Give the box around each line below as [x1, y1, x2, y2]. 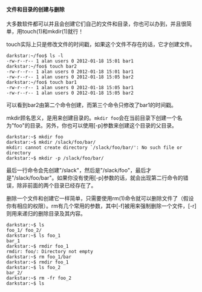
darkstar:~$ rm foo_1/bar [6, 254, 71, 260]
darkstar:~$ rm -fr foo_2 [6, 275, 71, 282]
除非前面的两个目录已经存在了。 [16, 182, 97, 189]
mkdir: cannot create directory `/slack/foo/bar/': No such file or [6, 144, 183, 151]
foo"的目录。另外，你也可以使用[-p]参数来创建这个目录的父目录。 [14, 122, 177, 129]
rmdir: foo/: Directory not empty [6, 249, 94, 255]
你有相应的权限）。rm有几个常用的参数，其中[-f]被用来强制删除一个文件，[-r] [6, 202, 197, 209]
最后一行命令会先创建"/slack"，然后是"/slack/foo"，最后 [6, 167, 146, 174]
